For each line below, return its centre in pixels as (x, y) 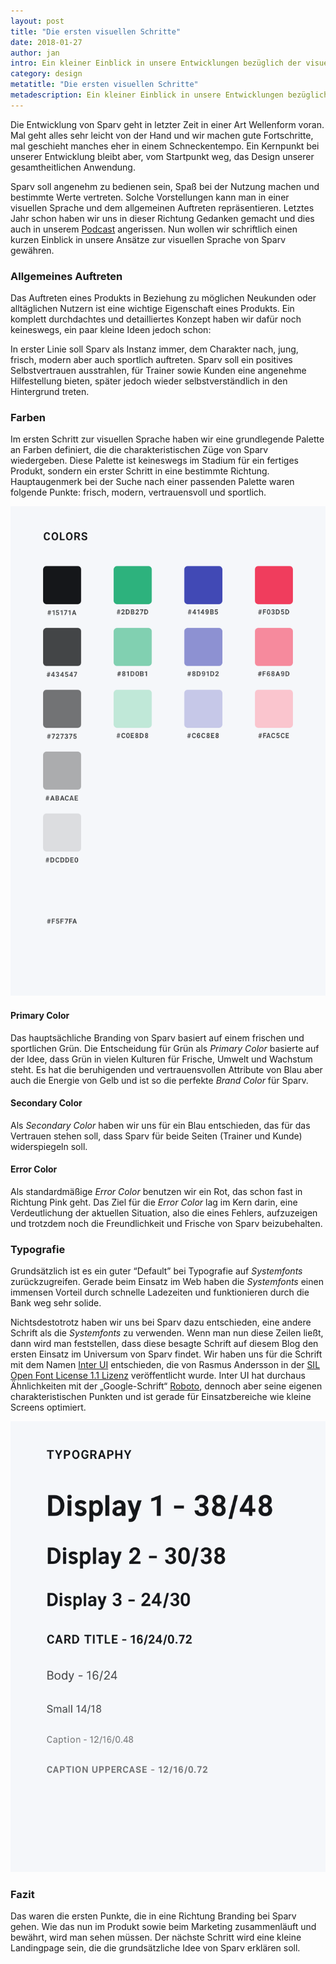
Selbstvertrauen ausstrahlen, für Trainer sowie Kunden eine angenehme (158, 371)
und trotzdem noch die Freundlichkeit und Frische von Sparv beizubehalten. (166, 1224)
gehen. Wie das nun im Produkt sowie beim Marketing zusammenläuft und (163, 1927)
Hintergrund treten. (50, 392)
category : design (46, 74)
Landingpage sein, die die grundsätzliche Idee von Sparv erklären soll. (155, 1948)
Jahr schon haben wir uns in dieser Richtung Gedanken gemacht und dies (162, 218)
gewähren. (32, 250)
